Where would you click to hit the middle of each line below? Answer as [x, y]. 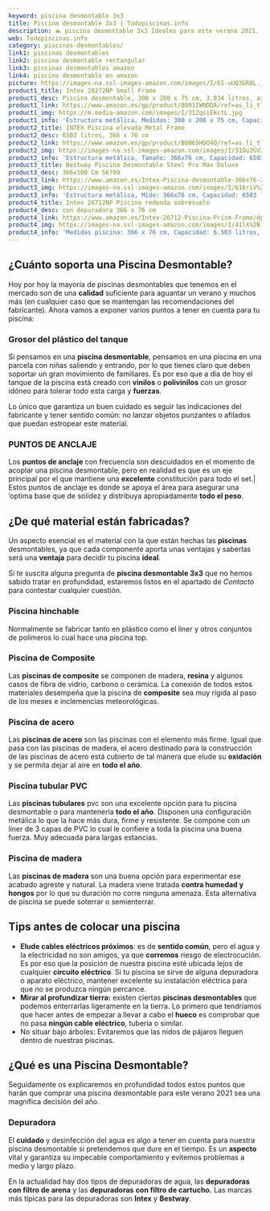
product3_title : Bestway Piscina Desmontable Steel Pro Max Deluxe [124, 166]
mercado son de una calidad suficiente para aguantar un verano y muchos [132, 293]
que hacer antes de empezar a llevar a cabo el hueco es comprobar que [139, 1014]
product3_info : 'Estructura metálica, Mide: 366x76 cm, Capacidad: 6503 [133, 195]
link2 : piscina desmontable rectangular [77, 61]
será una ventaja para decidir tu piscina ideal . [84, 558]
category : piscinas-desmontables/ [66, 46]
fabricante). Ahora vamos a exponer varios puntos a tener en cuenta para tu [134, 309]
